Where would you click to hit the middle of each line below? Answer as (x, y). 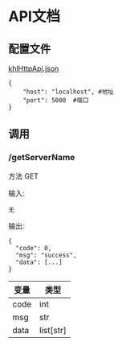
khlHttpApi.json (34, 68)
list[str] (53, 330)
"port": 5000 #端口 (56, 101)
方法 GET (23, 176)
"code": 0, (34, 248)
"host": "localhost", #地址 (68, 92)
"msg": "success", (47, 255)
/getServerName (42, 158)
